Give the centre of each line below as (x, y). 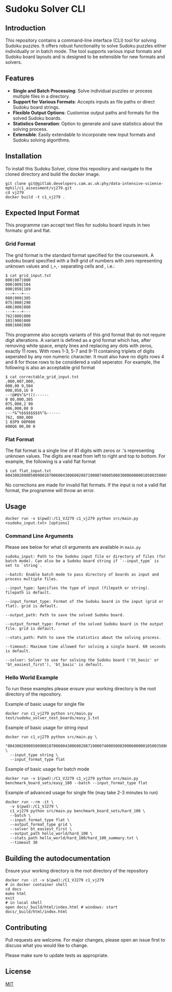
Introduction (26, 28)
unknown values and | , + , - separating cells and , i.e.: (60, 266)
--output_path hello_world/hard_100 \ (51, 834)
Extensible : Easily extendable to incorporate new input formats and (84, 134)
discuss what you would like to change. (47, 946)
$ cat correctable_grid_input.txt (42, 377)
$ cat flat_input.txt (28, 471)
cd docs (14, 889)
